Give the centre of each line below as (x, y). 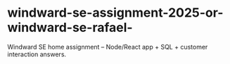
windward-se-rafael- (70, 27)
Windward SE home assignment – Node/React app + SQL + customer (108, 47)
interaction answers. (37, 54)
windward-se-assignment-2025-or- (115, 13)
